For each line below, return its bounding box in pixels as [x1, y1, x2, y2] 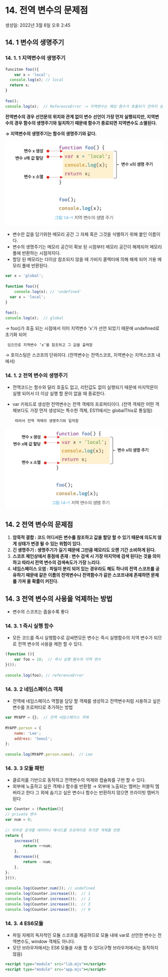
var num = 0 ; [5, 817, 32, 823]
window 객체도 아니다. [31, 938, 75, 944]
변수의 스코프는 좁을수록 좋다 [12, 609, 69, 615]
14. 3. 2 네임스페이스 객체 [5, 686, 63, 693]
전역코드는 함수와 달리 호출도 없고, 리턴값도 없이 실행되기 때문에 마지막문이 [12, 384, 158, 390]
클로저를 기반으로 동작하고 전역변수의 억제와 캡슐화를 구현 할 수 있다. [12, 777, 146, 783]
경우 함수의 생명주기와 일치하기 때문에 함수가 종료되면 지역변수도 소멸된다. [14, 120, 157, 126]
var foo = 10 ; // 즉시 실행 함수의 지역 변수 [14, 657, 101, 662]
